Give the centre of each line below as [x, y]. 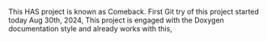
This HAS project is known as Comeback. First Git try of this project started [133, 12]
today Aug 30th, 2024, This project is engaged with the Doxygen [117, 20]
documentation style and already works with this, [90, 29]
